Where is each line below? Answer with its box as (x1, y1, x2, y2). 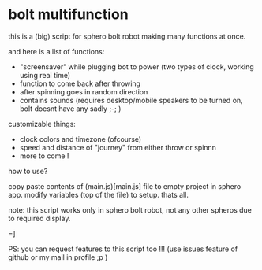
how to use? (8, 166, 48, 176)
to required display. (8, 213, 71, 223)
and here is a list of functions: (8, 46, 105, 56)
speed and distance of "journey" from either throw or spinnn (19, 142, 217, 152)
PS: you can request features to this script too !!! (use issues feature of (8, 244, 238, 253)
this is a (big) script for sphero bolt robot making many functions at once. (8, 31, 246, 41)
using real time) (19, 70, 71, 80)
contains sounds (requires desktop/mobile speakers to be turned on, (19, 95, 243, 105)
